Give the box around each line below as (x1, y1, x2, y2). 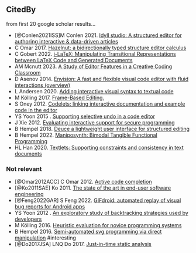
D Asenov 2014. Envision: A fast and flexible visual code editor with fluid (14, 75, 189, 82)
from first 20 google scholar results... (6, 20, 96, 27)
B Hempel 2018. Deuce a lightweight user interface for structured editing (14, 125, 190, 132)
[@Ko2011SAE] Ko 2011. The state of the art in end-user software (14, 184, 171, 191)
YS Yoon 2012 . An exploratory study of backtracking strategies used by (14, 210, 188, 217)
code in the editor (14, 106, 57, 113)
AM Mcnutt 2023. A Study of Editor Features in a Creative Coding (14, 63, 173, 70)
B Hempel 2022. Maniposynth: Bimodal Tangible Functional (14, 131, 158, 139)
